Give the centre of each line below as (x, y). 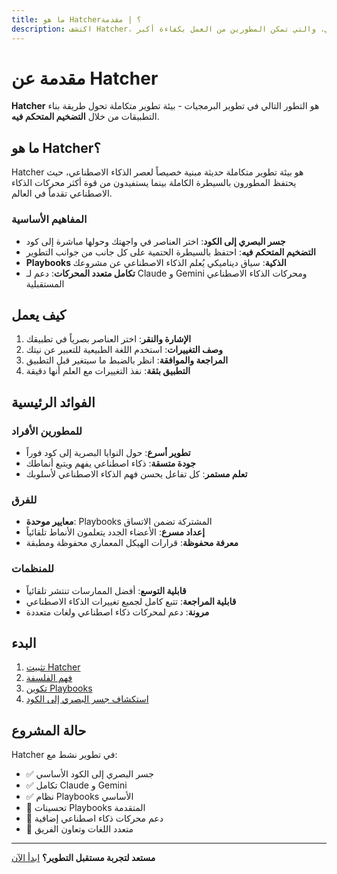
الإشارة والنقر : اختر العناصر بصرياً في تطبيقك (108, 339)
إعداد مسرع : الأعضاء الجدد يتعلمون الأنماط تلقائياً (115, 532)
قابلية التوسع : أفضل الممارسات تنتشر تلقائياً (106, 590)
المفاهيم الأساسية (49, 219)
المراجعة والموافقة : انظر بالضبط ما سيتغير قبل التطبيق (127, 360)
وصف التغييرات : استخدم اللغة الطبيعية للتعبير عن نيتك (124, 350)
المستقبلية (45, 283)
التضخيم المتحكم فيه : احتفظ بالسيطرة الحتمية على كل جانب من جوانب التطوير (170, 252)
